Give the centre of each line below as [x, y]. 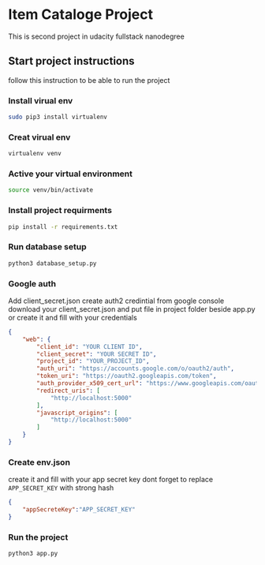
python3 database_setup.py [52, 263]
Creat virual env [39, 137]
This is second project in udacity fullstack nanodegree [97, 36]
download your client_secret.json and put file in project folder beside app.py [132, 309]
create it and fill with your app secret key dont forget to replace [111, 480]
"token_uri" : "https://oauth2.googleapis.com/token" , [127, 376]
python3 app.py [33, 554]
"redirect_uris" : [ [69, 391]
